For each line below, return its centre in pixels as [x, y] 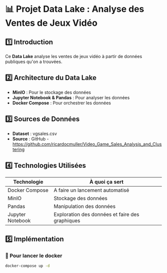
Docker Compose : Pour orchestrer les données [62, 103]
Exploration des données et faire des [97, 214]
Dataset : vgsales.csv [35, 134]
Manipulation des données [85, 206]
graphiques [67, 221]
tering [18, 149]
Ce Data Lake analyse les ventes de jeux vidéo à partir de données [74, 56]
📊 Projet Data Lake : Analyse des [75, 9]
